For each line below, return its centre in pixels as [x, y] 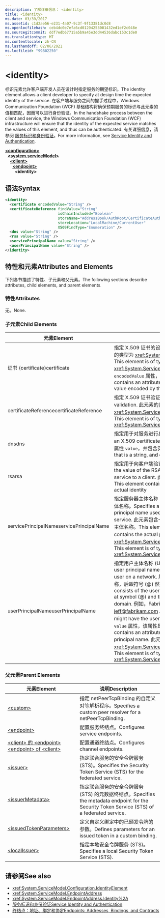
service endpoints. [101, 734]
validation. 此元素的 [136, 405]
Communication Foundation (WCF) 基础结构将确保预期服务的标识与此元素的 [82, 107]
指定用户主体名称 [134, 563]
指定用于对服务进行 [136, 434]
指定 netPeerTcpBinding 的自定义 [117, 698]
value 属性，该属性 [136, 626]
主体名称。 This [131, 527]
